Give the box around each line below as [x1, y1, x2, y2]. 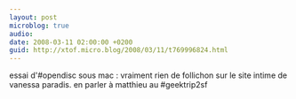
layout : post [9, 12, 58, 22]
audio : [9, 29, 34, 38]
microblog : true [9, 21, 69, 30]
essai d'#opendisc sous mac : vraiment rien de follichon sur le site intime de [9, 70, 287, 80]
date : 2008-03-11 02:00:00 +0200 [9, 37, 133, 47]
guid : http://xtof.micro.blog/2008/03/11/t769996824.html [9, 46, 228, 55]
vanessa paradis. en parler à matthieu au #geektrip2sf [9, 80, 208, 90]
